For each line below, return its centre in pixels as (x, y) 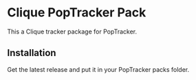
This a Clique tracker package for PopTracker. (72, 31)
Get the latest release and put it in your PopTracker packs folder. (98, 69)
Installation (32, 53)
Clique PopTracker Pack (77, 13)
